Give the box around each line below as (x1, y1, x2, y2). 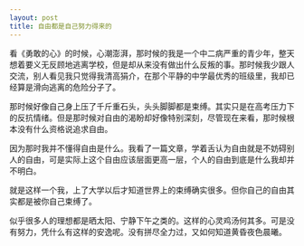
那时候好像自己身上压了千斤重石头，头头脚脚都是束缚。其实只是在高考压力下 (9, 100, 295, 111)
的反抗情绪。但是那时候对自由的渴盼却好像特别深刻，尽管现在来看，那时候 (9, 112, 287, 123)
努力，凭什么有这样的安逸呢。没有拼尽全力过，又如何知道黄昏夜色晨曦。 (16, 226, 287, 237)
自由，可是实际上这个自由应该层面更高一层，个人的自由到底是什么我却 (24, 154, 287, 165)
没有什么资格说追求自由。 (16, 123, 113, 134)
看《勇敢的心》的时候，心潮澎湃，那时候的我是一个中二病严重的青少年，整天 (9, 47, 295, 59)
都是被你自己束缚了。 (16, 195, 97, 206)
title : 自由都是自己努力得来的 (9, 22, 112, 31)
